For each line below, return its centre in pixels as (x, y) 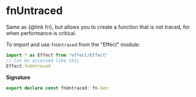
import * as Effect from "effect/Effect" (57, 55)
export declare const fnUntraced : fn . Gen (57, 88)
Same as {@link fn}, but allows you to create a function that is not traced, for (98, 27)
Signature (18, 77)
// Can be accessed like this (43, 60)
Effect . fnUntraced (28, 66)
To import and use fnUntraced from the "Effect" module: (73, 44)
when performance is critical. (41, 33)
